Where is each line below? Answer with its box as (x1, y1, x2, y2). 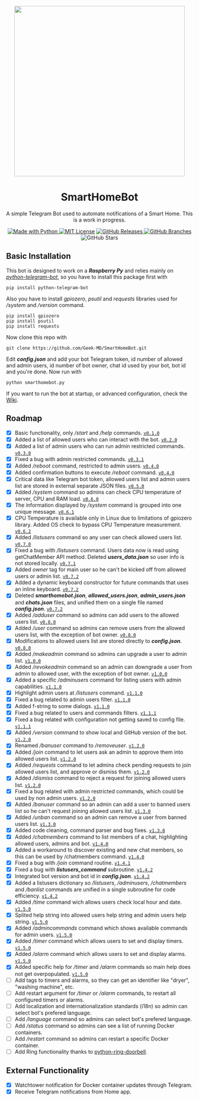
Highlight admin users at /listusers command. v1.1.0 (14, 689, 143, 696)
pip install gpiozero (6, 313, 60, 319)
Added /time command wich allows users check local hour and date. (14, 898, 182, 906)
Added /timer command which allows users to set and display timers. (14, 937, 184, 945)
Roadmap (6, 414, 43, 424)
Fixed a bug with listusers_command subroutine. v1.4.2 (14, 866, 153, 873)
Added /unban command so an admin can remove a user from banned (14, 814, 187, 821)
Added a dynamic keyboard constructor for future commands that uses (14, 579, 189, 586)
